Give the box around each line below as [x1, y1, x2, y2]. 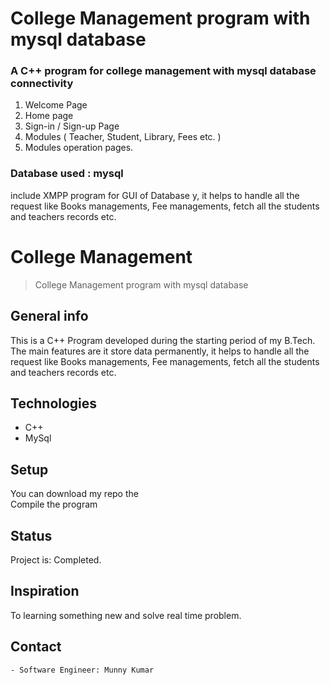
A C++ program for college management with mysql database [10, 64, 317, 78]
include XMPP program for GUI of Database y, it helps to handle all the [10, 189, 300, 201]
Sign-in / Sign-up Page [24, 120, 120, 132]
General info [10, 308, 89, 325]
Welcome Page [24, 99, 88, 111]
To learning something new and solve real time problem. [10, 609, 242, 621]
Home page [24, 110, 74, 122]
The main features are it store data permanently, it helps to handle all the [10, 345, 310, 357]
